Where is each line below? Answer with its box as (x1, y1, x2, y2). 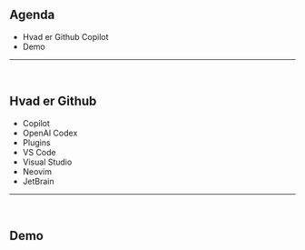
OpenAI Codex (22, 127, 78, 138)
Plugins (22, 136, 52, 148)
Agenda (9, 7, 55, 23)
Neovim (22, 165, 53, 176)
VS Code (22, 146, 56, 157)
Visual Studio (22, 156, 73, 167)
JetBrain (22, 175, 54, 186)
